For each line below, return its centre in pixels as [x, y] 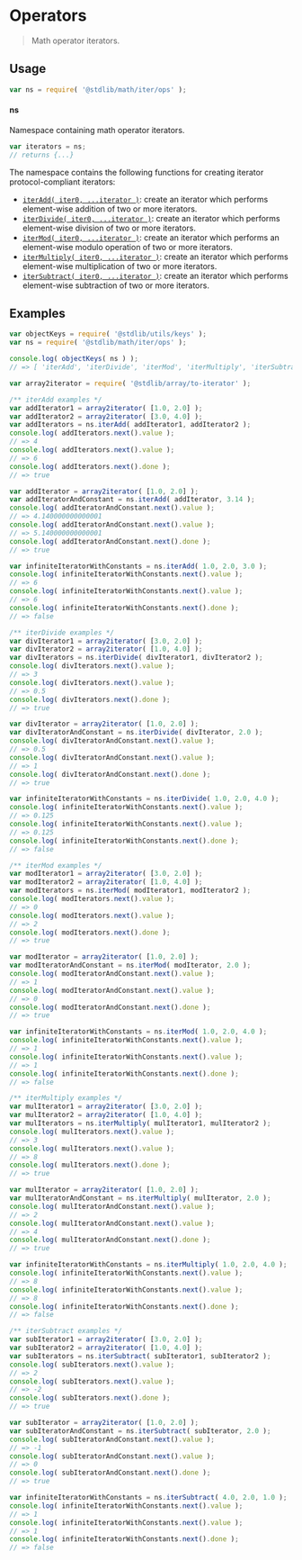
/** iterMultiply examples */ [66, 1098]
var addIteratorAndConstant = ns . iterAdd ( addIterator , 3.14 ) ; [132, 500]
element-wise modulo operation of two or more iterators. [128, 247]
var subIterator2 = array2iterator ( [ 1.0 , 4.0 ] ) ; [106, 1348]
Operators [48, 16]
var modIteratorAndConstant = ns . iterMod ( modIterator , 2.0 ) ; [130, 965]
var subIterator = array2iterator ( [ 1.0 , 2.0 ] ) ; [104, 1423]
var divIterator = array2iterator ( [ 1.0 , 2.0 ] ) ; [104, 724]
